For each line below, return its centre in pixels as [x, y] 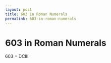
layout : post [19, 10]
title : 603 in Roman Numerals [36, 14]
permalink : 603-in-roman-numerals [41, 19]
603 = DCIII [17, 56]
